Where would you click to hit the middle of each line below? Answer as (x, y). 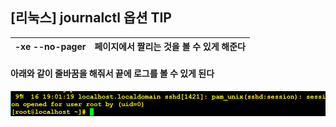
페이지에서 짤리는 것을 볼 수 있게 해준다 (170, 47)
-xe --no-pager (50, 46)
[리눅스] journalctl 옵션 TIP (91, 18)
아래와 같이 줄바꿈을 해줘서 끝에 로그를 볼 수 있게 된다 (112, 74)
